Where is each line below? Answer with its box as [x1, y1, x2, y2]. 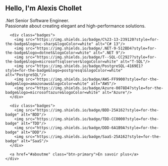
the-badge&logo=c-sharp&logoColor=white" [5, 41, 94, 46]
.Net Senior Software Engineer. [5, 17, 70, 23]
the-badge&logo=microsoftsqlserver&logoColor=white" [5, 59, 119, 64]
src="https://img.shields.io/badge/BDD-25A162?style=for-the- [25, 107, 159, 113]
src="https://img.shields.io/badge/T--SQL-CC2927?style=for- [25, 54, 157, 60]
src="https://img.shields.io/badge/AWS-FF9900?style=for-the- [25, 77, 159, 82]
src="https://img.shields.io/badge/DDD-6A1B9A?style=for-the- [25, 125, 159, 130]
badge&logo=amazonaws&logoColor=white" [5, 81, 89, 86]
